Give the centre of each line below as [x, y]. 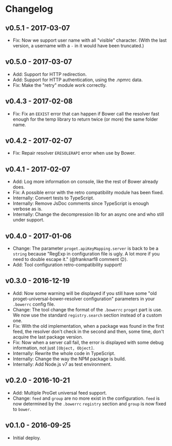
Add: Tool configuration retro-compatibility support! [67, 265]
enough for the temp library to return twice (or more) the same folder [85, 119]
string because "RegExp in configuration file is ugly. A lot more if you [86, 254]
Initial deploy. [27, 438]
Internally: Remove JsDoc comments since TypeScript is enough [81, 203]
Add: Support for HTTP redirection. [50, 74]
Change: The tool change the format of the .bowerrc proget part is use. [88, 309]
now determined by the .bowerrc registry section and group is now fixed [89, 403]
